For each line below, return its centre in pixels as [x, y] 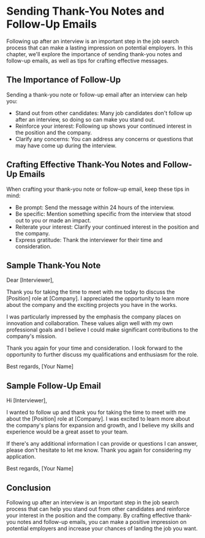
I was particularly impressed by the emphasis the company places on [94, 317]
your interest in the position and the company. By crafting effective [90, 515]
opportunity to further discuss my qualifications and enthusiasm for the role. [102, 355]
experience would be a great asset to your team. [67, 432]
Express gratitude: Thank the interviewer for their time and [89, 240]
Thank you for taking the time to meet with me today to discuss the [91, 292]
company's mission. [32, 336]
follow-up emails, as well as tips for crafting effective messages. [88, 61]
